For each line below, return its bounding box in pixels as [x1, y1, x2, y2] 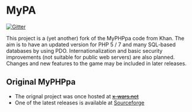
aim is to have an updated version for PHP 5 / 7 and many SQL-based [6, 41, 176, 48]
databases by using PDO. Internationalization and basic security [6, 47, 163, 54]
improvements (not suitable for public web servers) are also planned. [6, 53, 175, 60]
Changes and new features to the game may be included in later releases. [6, 60, 187, 67]
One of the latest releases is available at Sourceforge [14, 99, 144, 106]
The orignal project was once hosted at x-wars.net [14, 92, 139, 100]
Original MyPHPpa [6, 77, 76, 87]
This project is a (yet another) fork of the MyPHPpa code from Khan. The [6, 34, 185, 41]
